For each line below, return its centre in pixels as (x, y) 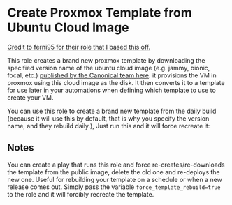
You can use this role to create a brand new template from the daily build (112, 111)
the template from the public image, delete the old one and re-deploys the (114, 172)
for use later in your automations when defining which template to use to (112, 90)
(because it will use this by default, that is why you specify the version (108, 118)
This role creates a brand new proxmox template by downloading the (106, 60)
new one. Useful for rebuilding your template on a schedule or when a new (115, 179)
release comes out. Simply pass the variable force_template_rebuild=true (114, 187)
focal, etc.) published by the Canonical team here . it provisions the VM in (112, 75)
